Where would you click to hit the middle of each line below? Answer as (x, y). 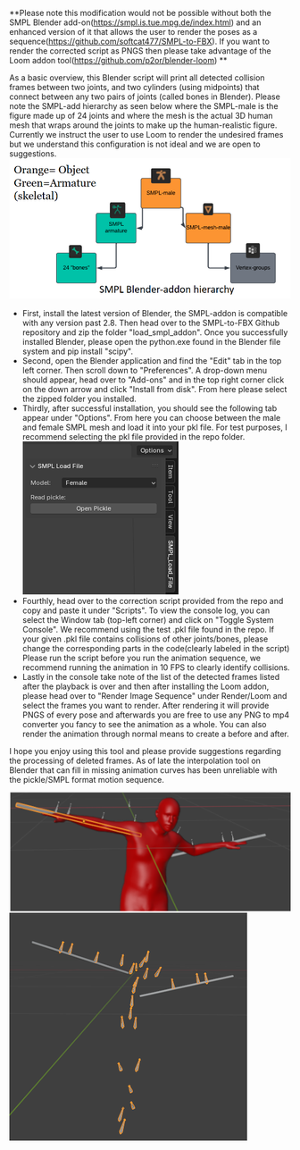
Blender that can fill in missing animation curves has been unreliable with (143, 770)
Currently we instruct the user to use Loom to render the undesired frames (146, 134)
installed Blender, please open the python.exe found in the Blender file (151, 341)
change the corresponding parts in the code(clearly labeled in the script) (156, 648)
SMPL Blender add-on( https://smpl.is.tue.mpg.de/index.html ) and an (135, 22)
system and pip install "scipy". (78, 351)
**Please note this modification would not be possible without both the (141, 13)
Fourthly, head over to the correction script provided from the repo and (153, 600)
